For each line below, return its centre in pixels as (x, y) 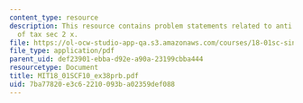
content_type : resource (54, 17)
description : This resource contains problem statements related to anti (151, 26)
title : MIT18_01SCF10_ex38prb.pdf (74, 76)
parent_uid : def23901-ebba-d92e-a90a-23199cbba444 (106, 59)
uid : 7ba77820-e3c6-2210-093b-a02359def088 (92, 84)
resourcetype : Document (54, 68)
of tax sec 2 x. (48, 34)
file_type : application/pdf (62, 51)
